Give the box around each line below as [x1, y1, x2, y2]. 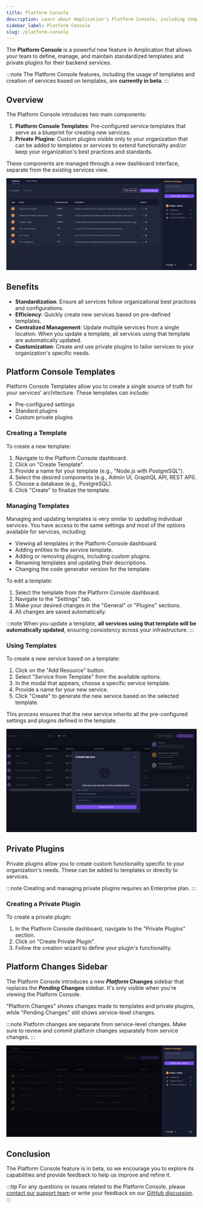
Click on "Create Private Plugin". [14, 938, 95, 945]
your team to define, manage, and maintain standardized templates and [6, 53, 184, 60]
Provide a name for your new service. [14, 686, 109, 693]
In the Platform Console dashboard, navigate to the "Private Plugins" [14, 925, 185, 932]
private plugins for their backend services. [6, 59, 112, 66]
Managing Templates [6, 502, 69, 510]
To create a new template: [6, 442, 71, 450]
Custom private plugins [14, 414, 74, 421]
